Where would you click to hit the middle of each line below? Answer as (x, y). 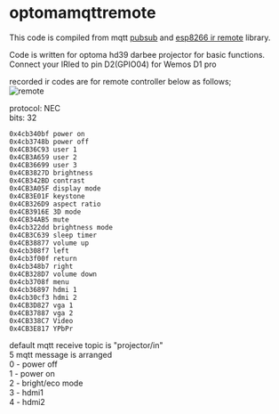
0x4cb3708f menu (39, 282)
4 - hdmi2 (28, 402)
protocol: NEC (35, 108)
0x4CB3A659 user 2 (43, 157)
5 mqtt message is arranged (61, 354)
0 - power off (33, 364)
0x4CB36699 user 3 (43, 165)
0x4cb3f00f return (43, 258)
